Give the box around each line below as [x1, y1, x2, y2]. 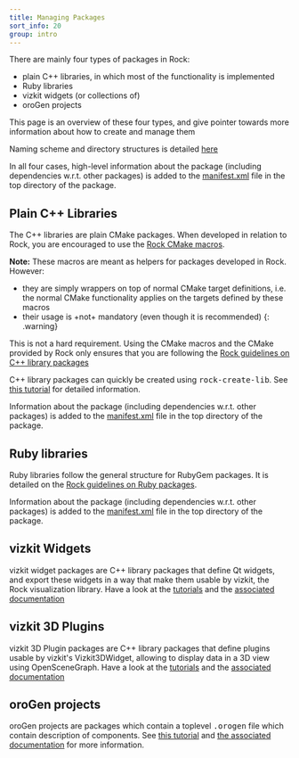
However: [9, 266, 44, 276]
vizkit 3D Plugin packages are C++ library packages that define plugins [9, 643, 271, 654]
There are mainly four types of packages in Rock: [9, 54, 190, 65]
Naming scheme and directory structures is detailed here [9, 144, 218, 154]
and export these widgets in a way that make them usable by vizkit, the [9, 574, 270, 585]
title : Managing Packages [9, 12, 105, 22]
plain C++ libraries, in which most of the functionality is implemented [21, 71, 275, 82]
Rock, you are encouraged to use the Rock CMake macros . [9, 239, 225, 250]
